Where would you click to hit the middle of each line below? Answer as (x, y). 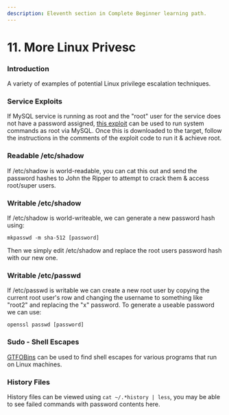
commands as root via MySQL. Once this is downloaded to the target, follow (114, 131)
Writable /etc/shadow (44, 203)
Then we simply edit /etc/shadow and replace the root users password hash (114, 250)
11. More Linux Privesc (72, 47)
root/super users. (32, 185)
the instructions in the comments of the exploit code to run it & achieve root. (114, 138)
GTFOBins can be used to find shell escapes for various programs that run (112, 357)
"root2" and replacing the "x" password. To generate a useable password (111, 305)
